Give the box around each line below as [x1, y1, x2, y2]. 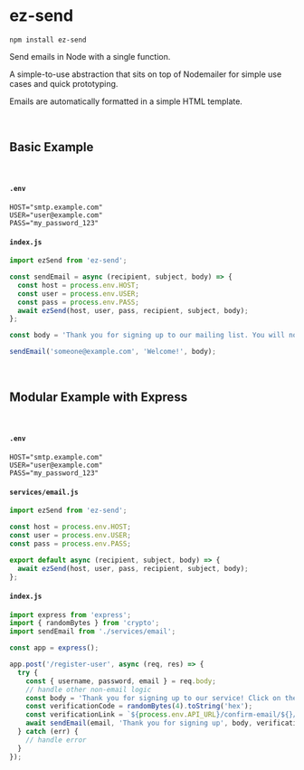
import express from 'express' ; [9, 610, 131, 620]
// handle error [25, 735, 88, 745]
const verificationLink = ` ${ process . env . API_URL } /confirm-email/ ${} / [25, 710, 298, 719]
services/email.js [9, 488, 79, 497]
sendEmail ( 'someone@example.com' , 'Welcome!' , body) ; [9, 347, 217, 356]
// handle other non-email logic [25, 685, 152, 694]
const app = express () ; [9, 643, 100, 652]
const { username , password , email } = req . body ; [25, 676, 217, 686]
